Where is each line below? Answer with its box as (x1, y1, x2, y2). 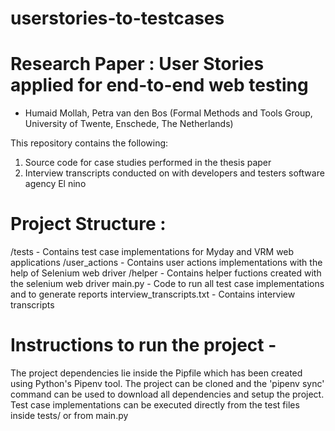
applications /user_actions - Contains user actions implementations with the (10, 257, 323, 269)
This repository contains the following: (10, 137, 169, 149)
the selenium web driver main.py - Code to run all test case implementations (10, 278, 325, 290)
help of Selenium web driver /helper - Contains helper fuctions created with (10, 267, 322, 279)
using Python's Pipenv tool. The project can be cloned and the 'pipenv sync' (10, 378, 325, 389)
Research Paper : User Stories (10, 53, 265, 76)
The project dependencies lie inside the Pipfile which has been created (10, 367, 303, 379)
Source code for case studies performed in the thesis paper (24, 157, 272, 169)
